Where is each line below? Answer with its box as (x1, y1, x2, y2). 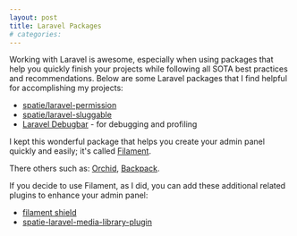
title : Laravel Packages (9, 21, 102, 30)
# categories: (9, 29, 63, 38)
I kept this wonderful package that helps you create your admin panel (9, 136, 266, 147)
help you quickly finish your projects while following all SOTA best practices (9, 63, 288, 74)
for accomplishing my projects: (9, 82, 123, 94)
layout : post (9, 13, 58, 22)
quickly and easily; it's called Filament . (9, 146, 152, 156)
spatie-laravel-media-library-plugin (21, 216, 153, 228)
